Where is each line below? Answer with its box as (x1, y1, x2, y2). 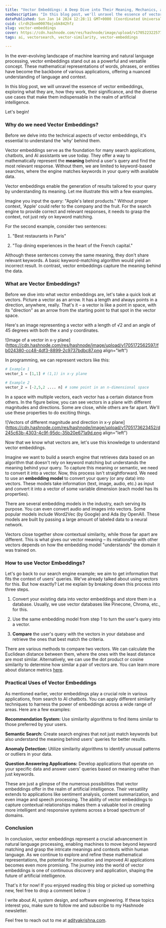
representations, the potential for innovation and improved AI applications (5, 857, 155, 863)
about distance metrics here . (5, 667, 64, 673)
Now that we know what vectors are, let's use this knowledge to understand (5, 439, 160, 445)
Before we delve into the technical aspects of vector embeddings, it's (5, 132, 147, 139)
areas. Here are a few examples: (5, 706, 71, 712)
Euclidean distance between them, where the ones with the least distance (5, 651, 156, 657)
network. (5, 521, 24, 527)
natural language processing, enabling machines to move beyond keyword (5, 841, 157, 847)
